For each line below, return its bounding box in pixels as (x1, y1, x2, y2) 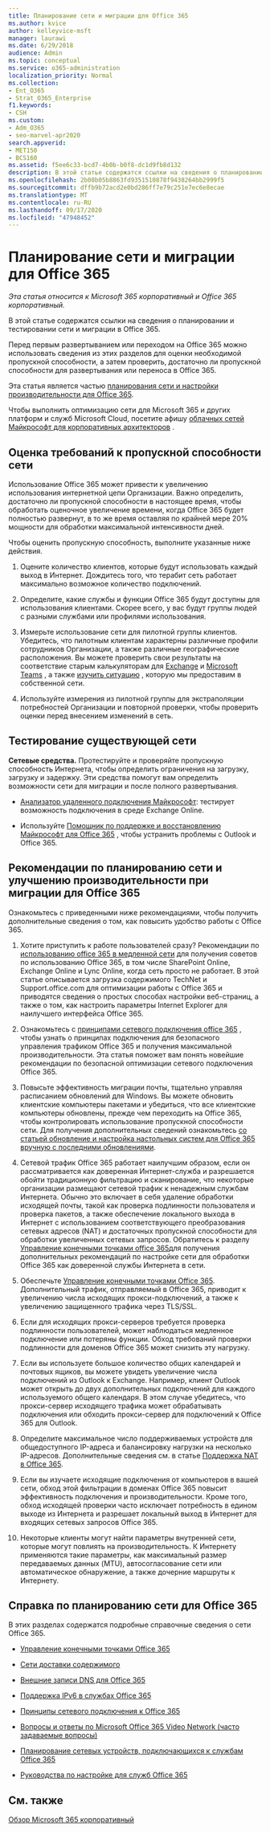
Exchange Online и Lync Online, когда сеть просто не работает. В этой (19, 966, 260, 975)
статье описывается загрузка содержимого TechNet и (19, 974, 207, 984)
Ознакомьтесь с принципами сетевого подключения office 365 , (19, 1024, 243, 1033)
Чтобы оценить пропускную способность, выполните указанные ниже (8, 538, 251, 547)
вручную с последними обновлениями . (19, 1142, 157, 1151)
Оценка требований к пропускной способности (8, 445, 262, 459)
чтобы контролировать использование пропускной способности (19, 1116, 243, 1126)
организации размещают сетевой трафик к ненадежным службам (19, 1183, 249, 1193)
